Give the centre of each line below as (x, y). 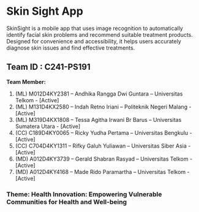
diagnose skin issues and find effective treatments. (71, 48)
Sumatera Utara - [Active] (48, 126)
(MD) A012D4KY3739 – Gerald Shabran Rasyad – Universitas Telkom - (104, 159)
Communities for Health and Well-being (67, 202)
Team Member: (26, 81)
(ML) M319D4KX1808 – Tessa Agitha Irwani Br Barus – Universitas (98, 119)
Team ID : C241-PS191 (48, 67)
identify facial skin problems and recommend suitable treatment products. (99, 34)
